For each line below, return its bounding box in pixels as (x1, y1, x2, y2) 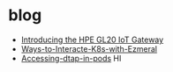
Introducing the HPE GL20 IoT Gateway (20, 34, 164, 45)
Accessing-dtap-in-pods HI (20, 53, 122, 63)
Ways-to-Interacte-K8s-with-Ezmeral (20, 43, 158, 54)
